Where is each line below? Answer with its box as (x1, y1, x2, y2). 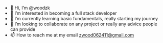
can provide (10, 26, 36, 32)
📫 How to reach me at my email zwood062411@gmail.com (10, 32, 134, 38)
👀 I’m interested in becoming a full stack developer (10, 10, 117, 16)
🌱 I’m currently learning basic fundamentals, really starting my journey (10, 16, 158, 21)
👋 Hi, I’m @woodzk (10, 5, 50, 11)
